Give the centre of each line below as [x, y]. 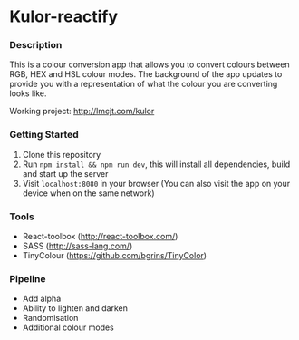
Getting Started [44, 135]
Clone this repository [62, 154]
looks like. [28, 93]
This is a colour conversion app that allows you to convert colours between [149, 64]
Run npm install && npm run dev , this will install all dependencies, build [156, 164]
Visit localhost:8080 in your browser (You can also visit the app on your [156, 183]
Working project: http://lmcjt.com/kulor [82, 112]
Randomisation [50, 318]
